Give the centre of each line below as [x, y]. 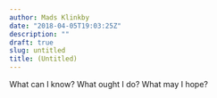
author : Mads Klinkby [50, 17]
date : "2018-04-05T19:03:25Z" [66, 26]
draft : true [31, 42]
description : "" [39, 34]
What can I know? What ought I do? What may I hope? [108, 84]
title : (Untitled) [43, 59]
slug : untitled [38, 51]
